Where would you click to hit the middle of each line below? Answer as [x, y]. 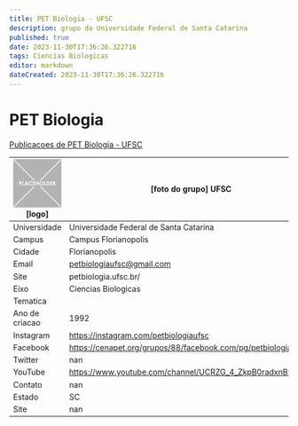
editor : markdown [41, 66]
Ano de [26, 313]
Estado [26, 397]
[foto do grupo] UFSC [191, 189]
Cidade [26, 252]
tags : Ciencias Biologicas [59, 56]
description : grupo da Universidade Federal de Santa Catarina [129, 28]
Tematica [30, 301]
